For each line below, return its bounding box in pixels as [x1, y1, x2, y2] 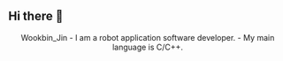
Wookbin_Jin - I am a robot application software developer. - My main [20, 32, 275, 42]
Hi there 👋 [8, 9, 64, 24]
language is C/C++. [112, 42, 183, 52]
